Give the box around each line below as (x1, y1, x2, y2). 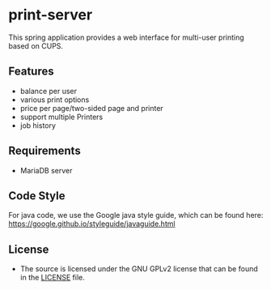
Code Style (8, 189, 66, 203)
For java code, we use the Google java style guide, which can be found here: (8, 211, 264, 220)
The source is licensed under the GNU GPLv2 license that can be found (19, 264, 259, 274)
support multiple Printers (19, 112, 104, 122)
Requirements (8, 144, 81, 158)
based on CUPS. (8, 41, 63, 50)
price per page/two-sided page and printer (19, 103, 163, 113)
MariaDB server (19, 165, 73, 175)
